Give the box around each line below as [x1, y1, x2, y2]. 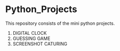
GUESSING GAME [12, 35, 51, 41]
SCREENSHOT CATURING [12, 40, 67, 46]
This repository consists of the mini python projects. [5, 20, 115, 26]
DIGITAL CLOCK [12, 30, 47, 36]
